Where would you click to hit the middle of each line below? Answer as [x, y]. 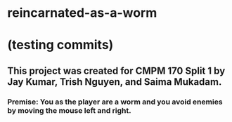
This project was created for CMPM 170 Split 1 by [116, 70]
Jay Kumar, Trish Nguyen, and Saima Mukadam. [115, 82]
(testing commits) [60, 45]
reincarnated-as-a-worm [82, 13]
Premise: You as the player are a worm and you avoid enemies [115, 102]
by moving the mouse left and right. [69, 110]
